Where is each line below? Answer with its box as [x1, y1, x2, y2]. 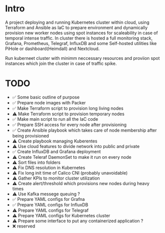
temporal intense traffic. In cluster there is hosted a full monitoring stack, [5, 35, 153, 41]
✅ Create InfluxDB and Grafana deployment [12, 148, 101, 154]
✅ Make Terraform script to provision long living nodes [12, 105, 124, 111]
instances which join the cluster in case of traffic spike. [5, 60, 117, 66]
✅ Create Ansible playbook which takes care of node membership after [12, 127, 157, 133]
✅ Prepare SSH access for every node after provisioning [12, 122, 127, 128]
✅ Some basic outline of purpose [12, 94, 80, 100]
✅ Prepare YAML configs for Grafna [12, 196, 85, 202]
